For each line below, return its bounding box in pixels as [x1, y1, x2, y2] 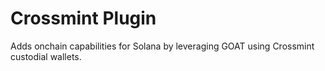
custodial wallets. [10, 50, 82, 62]
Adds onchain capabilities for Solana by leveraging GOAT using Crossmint [10, 40, 315, 52]
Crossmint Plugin [10, 7, 157, 30]
